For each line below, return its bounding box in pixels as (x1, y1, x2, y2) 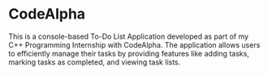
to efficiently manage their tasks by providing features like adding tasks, (8, 48, 249, 58)
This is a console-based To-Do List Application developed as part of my (8, 31, 249, 41)
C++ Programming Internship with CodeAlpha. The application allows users (8, 40, 261, 49)
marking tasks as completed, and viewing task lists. (8, 57, 181, 67)
